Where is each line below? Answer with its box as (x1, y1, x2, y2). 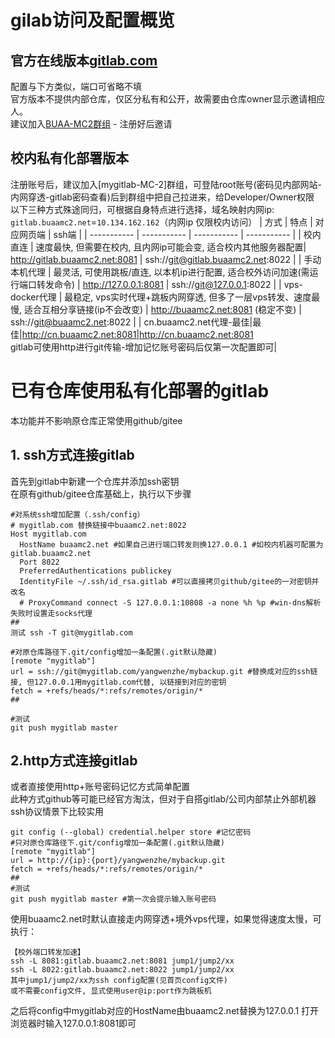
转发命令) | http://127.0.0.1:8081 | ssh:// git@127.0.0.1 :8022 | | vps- (36, 278, 303, 290)
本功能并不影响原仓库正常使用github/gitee (10, 414, 183, 426)
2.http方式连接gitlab (10, 752, 138, 769)
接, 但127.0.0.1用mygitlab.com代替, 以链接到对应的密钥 (10, 677, 227, 687)
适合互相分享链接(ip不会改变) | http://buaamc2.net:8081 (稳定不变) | (23, 303, 302, 315)
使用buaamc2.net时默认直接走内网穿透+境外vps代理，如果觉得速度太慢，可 (10, 913, 322, 925)
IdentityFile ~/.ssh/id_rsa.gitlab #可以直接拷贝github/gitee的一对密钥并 (19, 576, 320, 586)
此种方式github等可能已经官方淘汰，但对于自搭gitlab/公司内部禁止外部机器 (10, 793, 317, 805)
